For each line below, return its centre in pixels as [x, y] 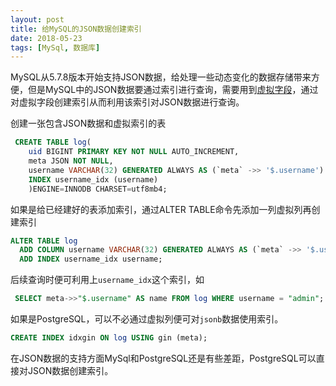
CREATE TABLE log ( [53, 142]
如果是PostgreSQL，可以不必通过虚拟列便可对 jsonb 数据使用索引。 [147, 319]
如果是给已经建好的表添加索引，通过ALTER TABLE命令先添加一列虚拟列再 [161, 209]
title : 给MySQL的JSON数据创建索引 [76, 29]
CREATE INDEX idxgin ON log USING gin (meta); [109, 338]
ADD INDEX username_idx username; [91, 259]
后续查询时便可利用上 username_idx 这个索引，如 [107, 280]
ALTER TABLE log [44, 241]
